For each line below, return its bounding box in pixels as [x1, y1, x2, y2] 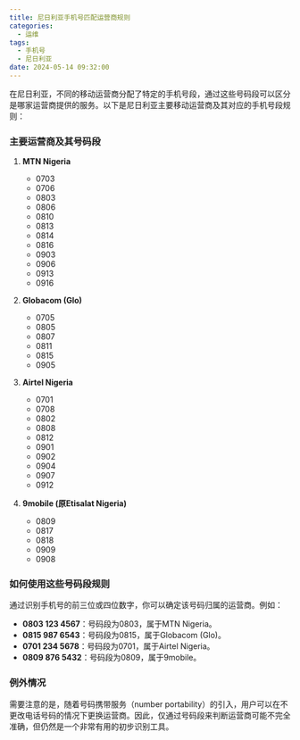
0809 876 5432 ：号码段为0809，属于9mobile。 [21, 653, 202, 663]
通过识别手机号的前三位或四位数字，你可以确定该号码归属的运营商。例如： [9, 600, 283, 611]
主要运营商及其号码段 [9, 135, 101, 147]
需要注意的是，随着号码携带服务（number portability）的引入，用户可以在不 [9, 698, 288, 710]
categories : [9, 21, 54, 30]
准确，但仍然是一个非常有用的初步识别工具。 [9, 720, 174, 732]
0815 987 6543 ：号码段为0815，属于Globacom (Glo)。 [21, 630, 226, 641]
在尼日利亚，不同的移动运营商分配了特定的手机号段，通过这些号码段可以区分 [9, 88, 291, 99]
